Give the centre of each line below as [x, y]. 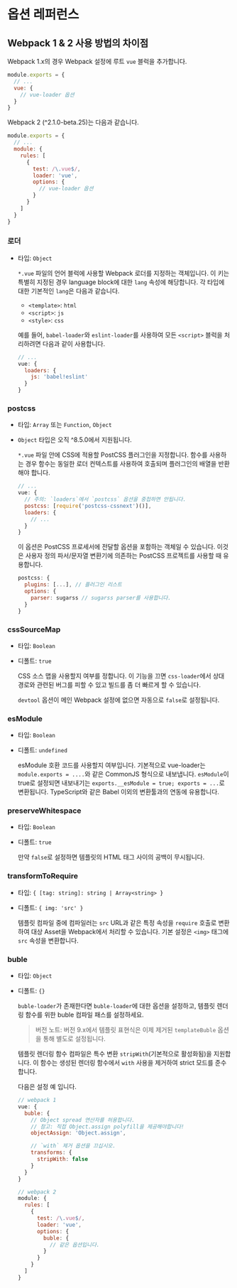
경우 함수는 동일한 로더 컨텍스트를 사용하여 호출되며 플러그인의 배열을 [121, 464]
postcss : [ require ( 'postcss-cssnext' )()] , [88, 506]
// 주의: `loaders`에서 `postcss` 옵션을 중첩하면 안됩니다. [105, 499]
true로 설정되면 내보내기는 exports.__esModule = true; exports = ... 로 [121, 783]
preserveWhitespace [44, 811]
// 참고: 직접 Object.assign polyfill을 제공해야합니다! [108, 1127]
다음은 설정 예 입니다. [47, 1087]
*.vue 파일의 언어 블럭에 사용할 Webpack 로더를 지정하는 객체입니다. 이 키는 [123, 273]
